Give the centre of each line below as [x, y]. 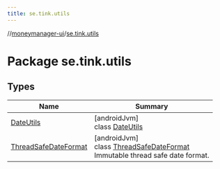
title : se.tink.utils [39, 14]
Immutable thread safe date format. [151, 155]
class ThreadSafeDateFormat [142, 146]
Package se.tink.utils [70, 61]
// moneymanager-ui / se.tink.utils [53, 33]
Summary [152, 106]
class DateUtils [118, 127]
